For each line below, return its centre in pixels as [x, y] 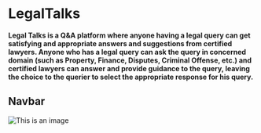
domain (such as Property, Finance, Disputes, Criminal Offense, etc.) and [130, 60]
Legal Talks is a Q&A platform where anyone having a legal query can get [129, 35]
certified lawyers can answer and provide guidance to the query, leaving [129, 68]
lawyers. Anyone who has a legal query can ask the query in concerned [127, 52]
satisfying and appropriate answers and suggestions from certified [120, 43]
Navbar [27, 101]
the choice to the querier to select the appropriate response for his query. [131, 77]
